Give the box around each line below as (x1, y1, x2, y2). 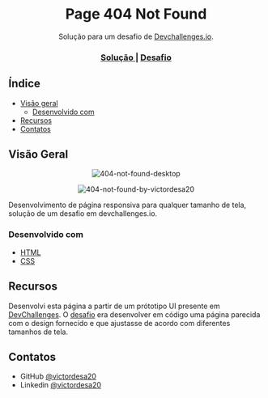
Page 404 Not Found (65, 5, 207, 23)
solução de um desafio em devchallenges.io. (8, 209, 158, 218)
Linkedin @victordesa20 (19, 380, 102, 390)
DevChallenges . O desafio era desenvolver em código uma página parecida (8, 309, 261, 320)
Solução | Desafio (100, 52, 172, 63)
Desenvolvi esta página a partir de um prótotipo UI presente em (8, 301, 220, 311)
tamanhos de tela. (8, 327, 69, 337)
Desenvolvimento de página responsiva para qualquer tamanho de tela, (8, 200, 247, 210)
